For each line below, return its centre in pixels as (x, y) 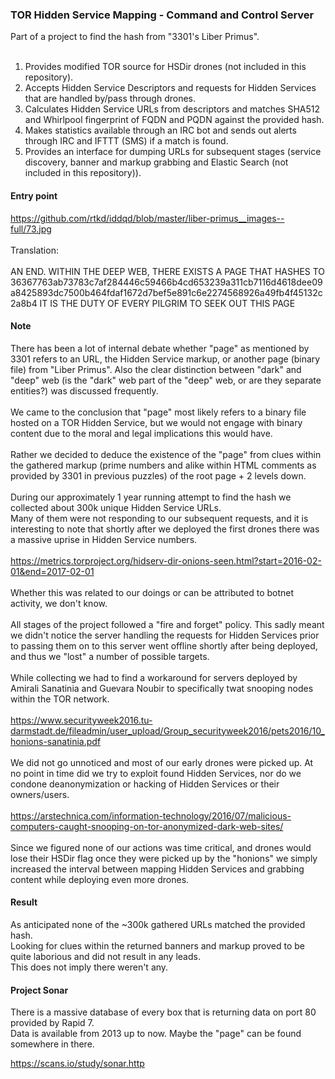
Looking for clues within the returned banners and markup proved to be (157, 945)
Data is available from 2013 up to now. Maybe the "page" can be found (156, 1034)
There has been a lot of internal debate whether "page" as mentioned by (160, 348)
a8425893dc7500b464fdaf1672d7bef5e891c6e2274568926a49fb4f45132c (166, 292)
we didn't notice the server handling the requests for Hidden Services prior (165, 635)
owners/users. (40, 794)
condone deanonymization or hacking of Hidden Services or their (145, 784)
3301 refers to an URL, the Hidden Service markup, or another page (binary (165, 359)
